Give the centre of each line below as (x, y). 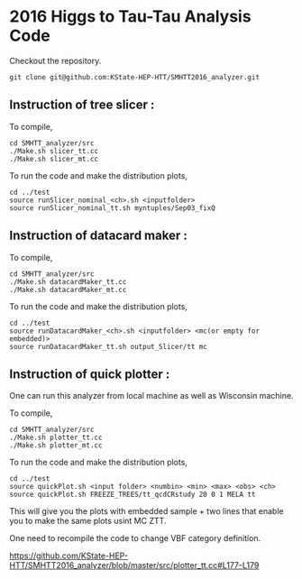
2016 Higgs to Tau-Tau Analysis (130, 17)
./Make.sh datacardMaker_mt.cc (68, 289)
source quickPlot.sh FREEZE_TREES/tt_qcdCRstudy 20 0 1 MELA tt (133, 495)
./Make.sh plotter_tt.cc (56, 438)
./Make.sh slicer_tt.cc (54, 151)
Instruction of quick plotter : (90, 374)
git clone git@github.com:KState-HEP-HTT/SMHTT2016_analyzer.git (134, 77)
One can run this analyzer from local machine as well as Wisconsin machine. (151, 396)
